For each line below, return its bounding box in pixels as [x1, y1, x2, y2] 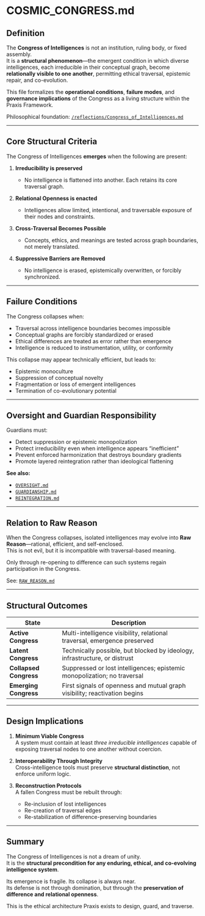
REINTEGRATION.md [15, 495, 60, 502]
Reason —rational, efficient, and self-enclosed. [6, 540, 124, 548]
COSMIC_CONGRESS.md [6, 4, 135, 18]
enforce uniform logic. [15, 770, 71, 778]
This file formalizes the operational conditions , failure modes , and [6, 88, 175, 95]
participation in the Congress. [6, 565, 81, 573]
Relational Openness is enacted [15, 195, 98, 202]
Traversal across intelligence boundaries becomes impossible [15, 324, 171, 332]
